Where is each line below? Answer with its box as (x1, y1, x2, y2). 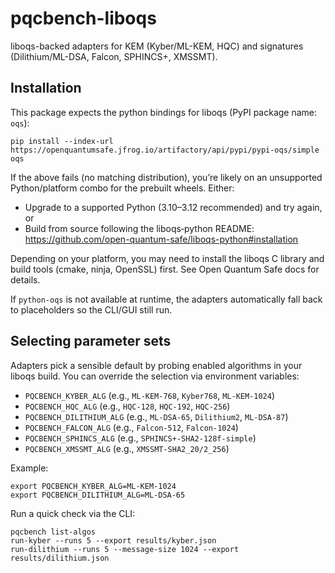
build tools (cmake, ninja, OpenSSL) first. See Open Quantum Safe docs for (10, 263, 320, 275)
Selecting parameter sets (10, 333, 172, 350)
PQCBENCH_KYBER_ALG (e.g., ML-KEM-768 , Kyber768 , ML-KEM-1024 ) (24, 389, 276, 401)
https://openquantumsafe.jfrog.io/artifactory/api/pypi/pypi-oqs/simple (10, 145, 320, 155)
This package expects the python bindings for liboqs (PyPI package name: (10, 106, 318, 118)
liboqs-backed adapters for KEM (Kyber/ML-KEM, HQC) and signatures (10, 40, 304, 52)
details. (10, 273, 41, 286)
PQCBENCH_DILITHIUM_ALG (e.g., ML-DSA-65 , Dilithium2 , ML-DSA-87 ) (24, 410, 289, 422)
